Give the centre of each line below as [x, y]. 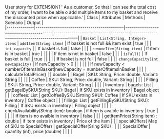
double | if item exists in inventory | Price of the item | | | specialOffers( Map [81, 121]
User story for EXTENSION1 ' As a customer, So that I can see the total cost [81, 7]
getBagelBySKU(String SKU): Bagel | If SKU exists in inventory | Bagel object [82, 90]
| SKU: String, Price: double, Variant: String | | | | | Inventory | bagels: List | [79, 85]
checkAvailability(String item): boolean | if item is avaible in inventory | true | [82, 111]
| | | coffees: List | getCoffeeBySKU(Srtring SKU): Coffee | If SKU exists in [79, 95]
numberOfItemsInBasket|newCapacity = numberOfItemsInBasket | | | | [76, 69]
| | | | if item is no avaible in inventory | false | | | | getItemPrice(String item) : [81, 116]
